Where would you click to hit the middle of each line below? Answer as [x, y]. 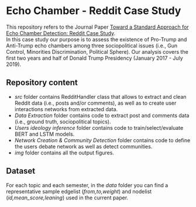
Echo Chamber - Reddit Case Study [94, 11]
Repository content [42, 83]
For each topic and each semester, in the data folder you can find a [87, 185]
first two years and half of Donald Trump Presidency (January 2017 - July [94, 58]
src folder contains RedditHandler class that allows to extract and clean [100, 96]
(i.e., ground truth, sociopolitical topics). [63, 122]
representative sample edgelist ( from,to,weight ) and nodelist [79, 191]
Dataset [21, 171]
